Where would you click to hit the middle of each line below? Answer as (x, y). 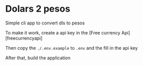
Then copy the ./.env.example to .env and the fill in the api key (72, 48)
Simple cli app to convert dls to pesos (45, 23)
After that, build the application (38, 58)
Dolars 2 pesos (38, 9)
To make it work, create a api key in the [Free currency (63, 32)
